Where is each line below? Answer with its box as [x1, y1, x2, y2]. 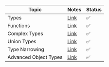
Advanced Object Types [7, 54, 63, 60]
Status [86, 6, 102, 13]
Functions [7, 22, 30, 29]
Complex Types [7, 30, 43, 37]
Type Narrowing [7, 46, 45, 52]
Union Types [7, 38, 36, 45]
